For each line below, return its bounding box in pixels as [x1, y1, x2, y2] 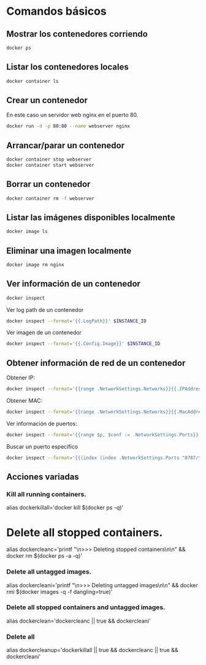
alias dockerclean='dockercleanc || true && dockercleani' [6, 617, 151, 625]
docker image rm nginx [6, 262, 64, 268]
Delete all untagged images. [6, 568, 92, 576]
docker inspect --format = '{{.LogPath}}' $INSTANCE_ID [6, 317, 147, 324]
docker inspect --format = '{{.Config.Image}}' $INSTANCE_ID [6, 341, 161, 347]
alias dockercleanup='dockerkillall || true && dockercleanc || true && [6, 647, 178, 654]
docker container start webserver [6, 162, 95, 168]
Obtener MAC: [6, 397, 43, 404]
